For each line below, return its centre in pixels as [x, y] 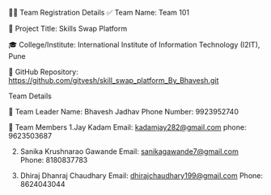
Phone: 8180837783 [54, 160]
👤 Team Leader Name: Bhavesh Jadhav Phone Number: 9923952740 [123, 112]
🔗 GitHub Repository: [43, 72]
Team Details [30, 96]
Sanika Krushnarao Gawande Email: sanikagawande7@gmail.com [129, 151]
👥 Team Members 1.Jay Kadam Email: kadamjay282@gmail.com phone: [127, 127]
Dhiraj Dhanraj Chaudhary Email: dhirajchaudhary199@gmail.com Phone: [141, 176]
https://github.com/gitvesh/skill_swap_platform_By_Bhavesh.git [114, 80]
